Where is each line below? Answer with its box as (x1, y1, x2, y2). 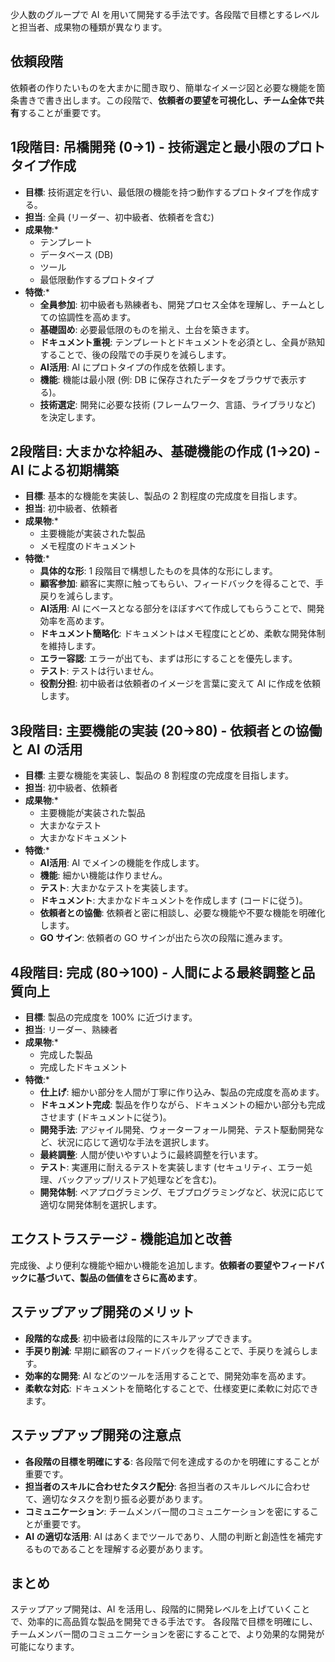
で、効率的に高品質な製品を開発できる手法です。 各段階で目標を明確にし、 (10, 1616, 318, 1628)
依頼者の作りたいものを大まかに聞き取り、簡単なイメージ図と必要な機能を (10, 81, 317, 93)
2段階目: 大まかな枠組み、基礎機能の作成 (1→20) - (10, 443, 321, 460)
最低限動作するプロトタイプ (39, 273, 155, 285)
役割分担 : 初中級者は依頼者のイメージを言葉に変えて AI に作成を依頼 (39, 678, 321, 690)
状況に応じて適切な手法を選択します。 (56, 1136, 215, 1148)
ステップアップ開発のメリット (10, 1304, 195, 1321)
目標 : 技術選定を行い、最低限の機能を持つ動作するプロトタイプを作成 (24, 186, 311, 198)
